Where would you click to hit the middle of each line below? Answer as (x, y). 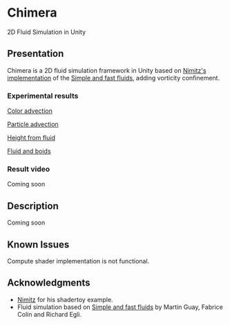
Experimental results (43, 96)
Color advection (30, 111)
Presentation (36, 54)
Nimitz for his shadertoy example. (65, 299)
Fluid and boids (29, 151)
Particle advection (33, 124)
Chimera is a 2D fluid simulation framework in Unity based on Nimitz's (107, 70)
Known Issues (38, 244)
